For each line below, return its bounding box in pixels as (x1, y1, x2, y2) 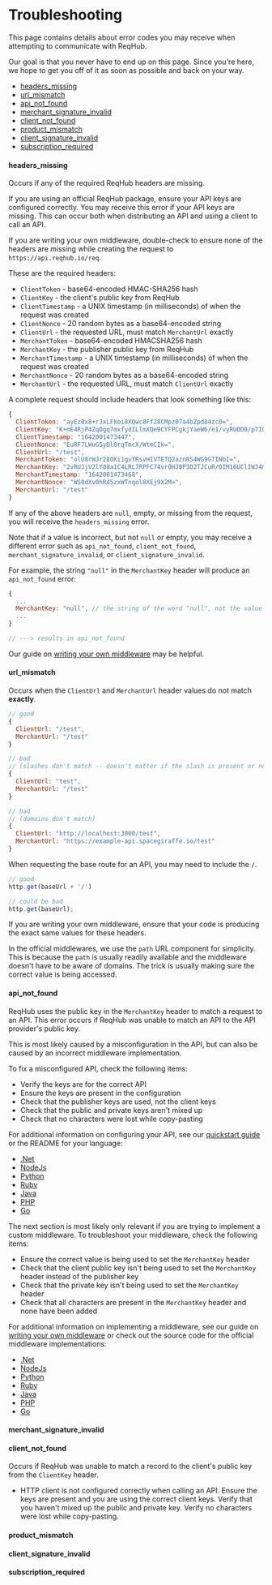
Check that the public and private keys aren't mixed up (19, 1105, 203, 1115)
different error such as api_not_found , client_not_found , (8, 541, 197, 551)
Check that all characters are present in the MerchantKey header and (19, 1297, 247, 1307)
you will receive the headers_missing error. (8, 517, 150, 526)
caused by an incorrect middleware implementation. (8, 1048, 182, 1058)
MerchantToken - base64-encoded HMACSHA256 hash (19, 336, 202, 346)
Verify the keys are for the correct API (19, 1079, 147, 1089)
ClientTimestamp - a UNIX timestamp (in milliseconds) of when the (19, 302, 241, 311)
